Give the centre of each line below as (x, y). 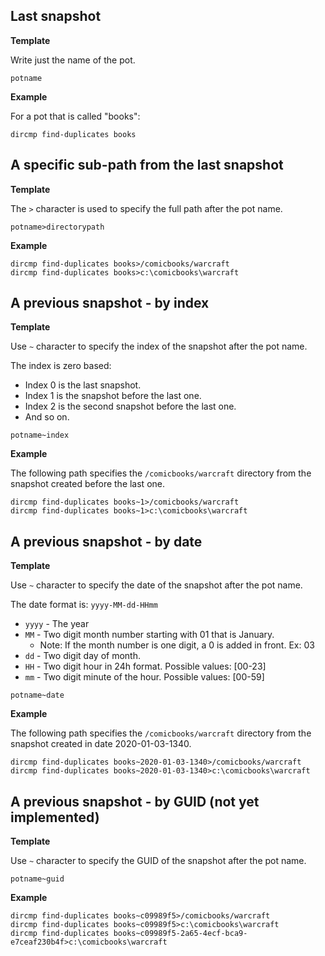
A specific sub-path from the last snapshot (147, 165)
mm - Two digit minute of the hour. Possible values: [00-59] (144, 677)
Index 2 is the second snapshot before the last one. (130, 406)
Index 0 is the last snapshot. (83, 385)
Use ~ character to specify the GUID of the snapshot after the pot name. (158, 861)
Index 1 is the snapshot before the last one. (113, 396)
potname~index (40, 435)
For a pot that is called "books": (75, 116)
